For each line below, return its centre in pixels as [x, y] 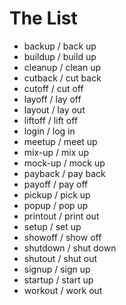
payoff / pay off [56, 184]
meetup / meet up [60, 141]
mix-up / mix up [56, 152]
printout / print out [61, 216]
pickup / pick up [57, 194]
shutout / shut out [60, 258]
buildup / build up [60, 56]
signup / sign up [57, 269]
